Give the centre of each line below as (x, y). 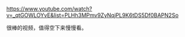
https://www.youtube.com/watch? (49, 9)
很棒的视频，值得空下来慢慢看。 (47, 28)
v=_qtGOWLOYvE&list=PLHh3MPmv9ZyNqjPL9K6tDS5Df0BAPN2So (92, 15)
